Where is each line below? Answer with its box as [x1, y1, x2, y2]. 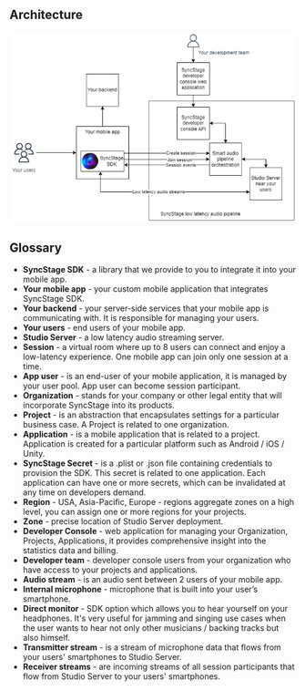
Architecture [9, 7, 84, 23]
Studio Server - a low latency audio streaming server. [22, 332, 225, 343]
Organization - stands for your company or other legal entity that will [22, 390, 282, 401]
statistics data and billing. [22, 545, 118, 556]
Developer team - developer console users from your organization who [22, 555, 291, 566]
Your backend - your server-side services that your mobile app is [22, 303, 269, 314]
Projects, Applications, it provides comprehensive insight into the [22, 535, 267, 546]
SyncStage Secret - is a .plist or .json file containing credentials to [22, 458, 273, 469]
